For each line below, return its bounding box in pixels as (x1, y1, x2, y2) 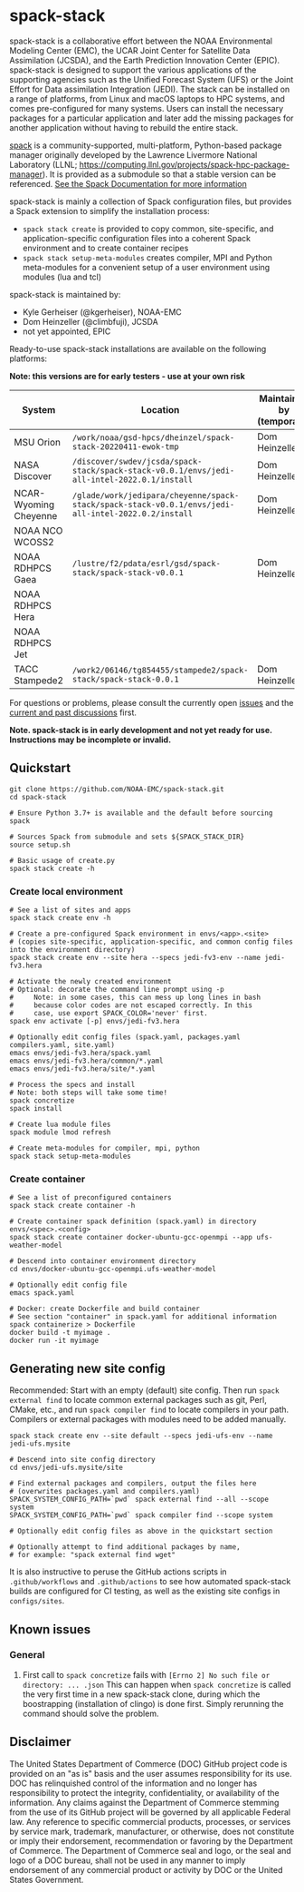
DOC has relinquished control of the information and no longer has (9, 1778, 258, 1789)
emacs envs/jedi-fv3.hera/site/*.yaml (9, 1064, 156, 1073)
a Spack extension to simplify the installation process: (9, 205, 210, 216)
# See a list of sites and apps (9, 906, 131, 915)
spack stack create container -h (9, 1201, 136, 1211)
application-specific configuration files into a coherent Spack (22, 232, 252, 243)
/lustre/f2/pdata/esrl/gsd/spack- (71, 558, 222, 568)
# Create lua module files (9, 1120, 111, 1130)
